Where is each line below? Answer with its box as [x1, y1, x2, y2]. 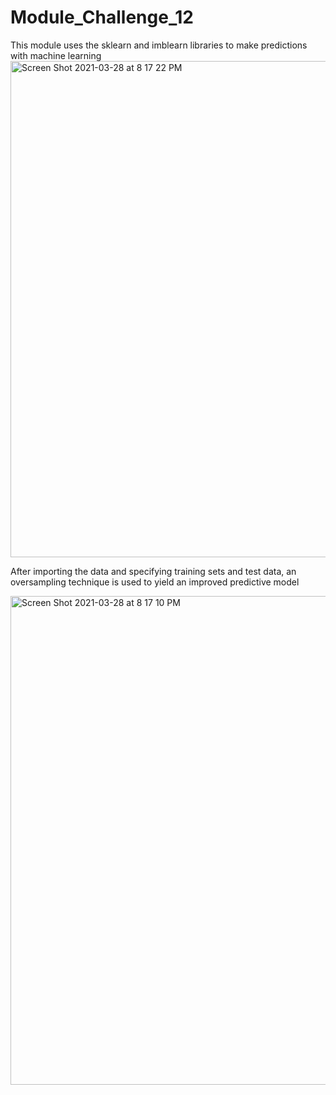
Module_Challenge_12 [10, 6, 194, 29]
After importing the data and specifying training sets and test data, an [10, 565, 297, 577]
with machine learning [10, 49, 102, 61]
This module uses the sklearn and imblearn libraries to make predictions [10, 39, 308, 51]
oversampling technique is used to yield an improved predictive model [10, 576, 300, 588]
